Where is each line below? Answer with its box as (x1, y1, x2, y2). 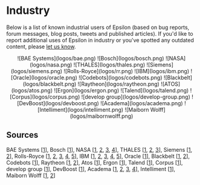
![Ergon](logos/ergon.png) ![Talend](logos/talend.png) (54, 86, 189, 94)
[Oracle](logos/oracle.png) (11, 74, 77, 81)
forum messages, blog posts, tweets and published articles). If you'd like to (6, 30, 193, 37)
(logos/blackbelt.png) (22, 80, 77, 88)
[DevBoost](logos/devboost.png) (17, 99, 100, 106)
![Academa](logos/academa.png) (100, 99, 183, 106)
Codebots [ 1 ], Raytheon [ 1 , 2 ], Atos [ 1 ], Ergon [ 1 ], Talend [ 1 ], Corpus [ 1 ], (6, 158, 183, 166)
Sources (6, 130, 39, 140)
